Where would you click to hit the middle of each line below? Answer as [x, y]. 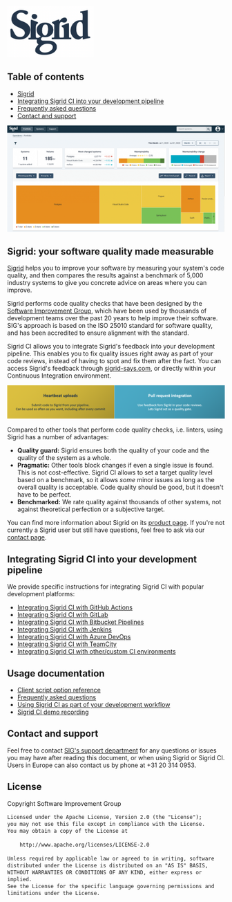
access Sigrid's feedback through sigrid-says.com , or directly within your [112, 369]
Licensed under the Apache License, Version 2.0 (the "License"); [105, 817]
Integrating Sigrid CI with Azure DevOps [74, 637]
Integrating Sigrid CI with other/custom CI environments [96, 652]
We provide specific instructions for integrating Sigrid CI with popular [106, 587]
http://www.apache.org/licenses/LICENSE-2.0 [85, 845]
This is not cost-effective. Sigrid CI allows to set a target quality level [115, 472]
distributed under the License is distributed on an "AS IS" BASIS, [108, 865]
